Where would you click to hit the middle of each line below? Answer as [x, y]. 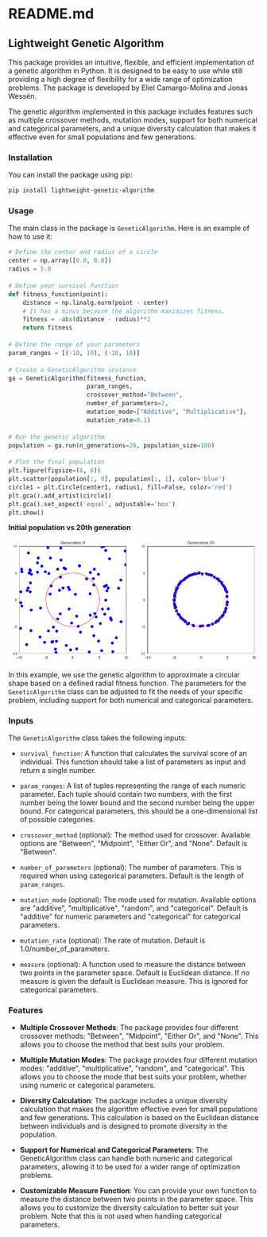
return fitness [48, 328]
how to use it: [31, 236]
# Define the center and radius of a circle [83, 252]
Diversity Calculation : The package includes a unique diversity [124, 1101]
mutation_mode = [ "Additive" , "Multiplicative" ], [166, 412]
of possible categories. [57, 819]
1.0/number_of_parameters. [64, 949]
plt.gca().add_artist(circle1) [60, 496]
